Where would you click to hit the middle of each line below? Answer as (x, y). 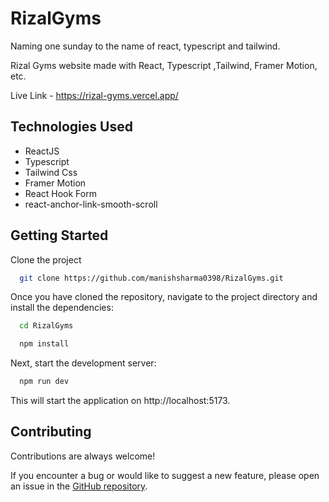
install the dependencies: (62, 308)
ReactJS (42, 151)
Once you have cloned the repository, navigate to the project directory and (164, 297)
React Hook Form (60, 193)
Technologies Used (71, 127)
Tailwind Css (51, 172)
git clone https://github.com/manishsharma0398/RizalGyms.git (151, 278)
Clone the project (46, 259)
